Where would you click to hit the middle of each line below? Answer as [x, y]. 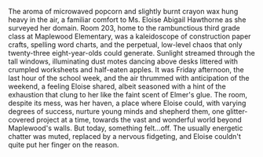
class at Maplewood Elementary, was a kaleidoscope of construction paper [130, 36]
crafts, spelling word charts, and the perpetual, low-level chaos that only [125, 45]
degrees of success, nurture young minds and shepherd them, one [117, 111]
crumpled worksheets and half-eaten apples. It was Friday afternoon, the [126, 69]
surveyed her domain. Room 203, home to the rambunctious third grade [124, 28]
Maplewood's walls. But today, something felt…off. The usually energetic [126, 128]
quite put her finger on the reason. [64, 145]
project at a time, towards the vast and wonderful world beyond [139, 120]
